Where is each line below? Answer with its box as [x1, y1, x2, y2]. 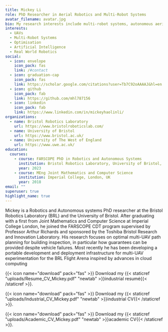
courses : [9, 152, 28, 157]
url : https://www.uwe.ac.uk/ [14, 142, 75, 148]
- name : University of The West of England [9, 138, 101, 143]
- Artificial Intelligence [9, 45, 66, 50]
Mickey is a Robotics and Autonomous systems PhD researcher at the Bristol [5, 207, 163, 213]
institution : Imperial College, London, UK [18, 175, 111, 180]
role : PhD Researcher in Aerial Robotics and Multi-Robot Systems [5, 12, 146, 17]
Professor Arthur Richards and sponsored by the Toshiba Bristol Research [5, 228, 157, 234]
